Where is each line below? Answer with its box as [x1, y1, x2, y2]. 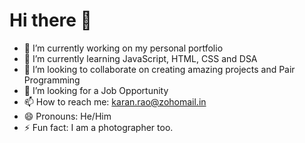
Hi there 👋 [9, 9, 92, 32]
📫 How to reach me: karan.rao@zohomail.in [23, 95, 207, 108]
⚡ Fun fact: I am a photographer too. [23, 121, 174, 133]
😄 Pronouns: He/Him [23, 110, 112, 122]
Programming [23, 74, 81, 86]
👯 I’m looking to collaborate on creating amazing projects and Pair [23, 63, 296, 75]
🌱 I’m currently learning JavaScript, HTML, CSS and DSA [23, 52, 258, 64]
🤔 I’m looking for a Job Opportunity [23, 84, 169, 96]
